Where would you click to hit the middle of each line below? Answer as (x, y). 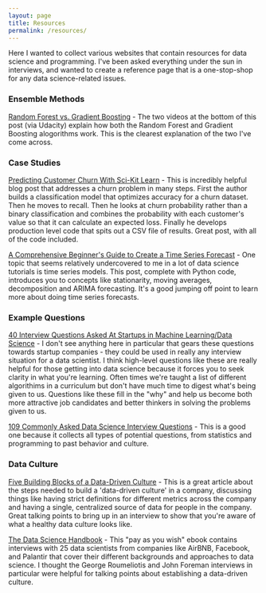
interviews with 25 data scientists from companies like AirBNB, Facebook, (129, 548)
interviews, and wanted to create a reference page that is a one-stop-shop (131, 70)
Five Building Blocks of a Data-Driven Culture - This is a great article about (131, 481)
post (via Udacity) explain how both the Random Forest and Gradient (121, 125)
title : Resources (37, 23)
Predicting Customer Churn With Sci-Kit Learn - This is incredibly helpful (127, 179)
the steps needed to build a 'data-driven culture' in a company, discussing (130, 490)
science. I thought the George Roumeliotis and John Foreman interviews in (131, 565)
